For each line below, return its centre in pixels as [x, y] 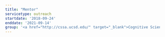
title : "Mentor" [22, 9]
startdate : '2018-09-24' [30, 18]
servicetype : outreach [28, 14]
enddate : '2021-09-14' [28, 23]
